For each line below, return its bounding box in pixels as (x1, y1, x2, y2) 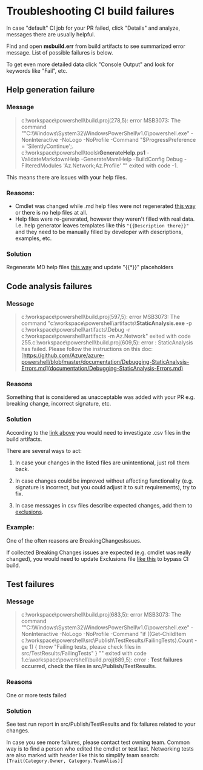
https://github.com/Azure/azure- (23, 352, 105, 359)
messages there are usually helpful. (6, 30, 96, 38)
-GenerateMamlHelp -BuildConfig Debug (81, 155, 183, 162)
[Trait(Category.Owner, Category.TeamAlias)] (6, 758, 123, 765)
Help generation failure (6, 85, 95, 95)
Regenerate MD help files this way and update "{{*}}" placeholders (6, 264, 174, 271)
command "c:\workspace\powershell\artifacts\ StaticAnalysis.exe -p (21, 320, 192, 327)
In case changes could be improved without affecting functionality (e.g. (15, 477, 194, 484)
